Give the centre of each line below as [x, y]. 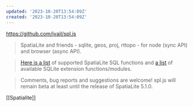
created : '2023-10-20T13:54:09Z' [47, 17]
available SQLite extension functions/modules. [76, 68]
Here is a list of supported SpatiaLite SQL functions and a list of [96, 63]
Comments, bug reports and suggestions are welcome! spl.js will [98, 80]
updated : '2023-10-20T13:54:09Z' [47, 11]
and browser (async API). [51, 51]
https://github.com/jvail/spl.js [41, 33]
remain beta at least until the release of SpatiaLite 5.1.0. [87, 86]
